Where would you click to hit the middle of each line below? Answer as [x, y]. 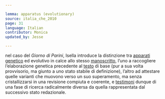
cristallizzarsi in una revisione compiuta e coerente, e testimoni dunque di [81, 82]
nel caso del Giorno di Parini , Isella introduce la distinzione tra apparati [78, 55]
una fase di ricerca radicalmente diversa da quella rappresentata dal [75, 87]
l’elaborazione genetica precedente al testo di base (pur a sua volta [74, 66]
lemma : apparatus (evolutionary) [40, 14]
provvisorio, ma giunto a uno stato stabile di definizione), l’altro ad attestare [82, 71]
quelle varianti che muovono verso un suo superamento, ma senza [74, 76]
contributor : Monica [27, 33]
